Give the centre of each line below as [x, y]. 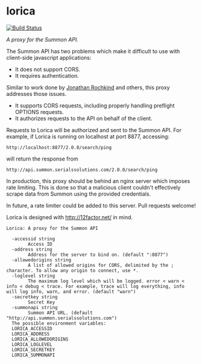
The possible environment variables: [59, 323]
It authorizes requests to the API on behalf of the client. [84, 118]
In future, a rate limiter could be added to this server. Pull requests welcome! [101, 205]
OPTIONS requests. [39, 112]
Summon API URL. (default [61, 313]
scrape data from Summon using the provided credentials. [79, 194]
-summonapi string [35, 307]
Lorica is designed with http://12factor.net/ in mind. [70, 217]
